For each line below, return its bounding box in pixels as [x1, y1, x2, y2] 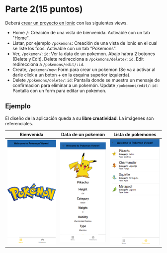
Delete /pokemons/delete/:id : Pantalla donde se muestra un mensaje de [12, 77, 160, 83]
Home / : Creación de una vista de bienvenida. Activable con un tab [12, 29, 150, 35]
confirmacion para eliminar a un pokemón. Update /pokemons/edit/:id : [12, 82, 158, 88]
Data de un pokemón [61, 132, 105, 138]
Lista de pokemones [113, 132, 157, 138]
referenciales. [5, 120, 33, 126]
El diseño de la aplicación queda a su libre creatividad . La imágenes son [5, 115, 154, 121]
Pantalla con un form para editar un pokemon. [12, 87, 107, 93]
